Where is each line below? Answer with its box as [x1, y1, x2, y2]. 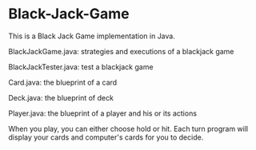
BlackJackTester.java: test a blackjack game [8, 61, 154, 72]
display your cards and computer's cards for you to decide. [8, 132, 204, 142]
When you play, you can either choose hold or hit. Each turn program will [8, 124, 249, 133]
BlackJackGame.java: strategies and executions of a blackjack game [8, 46, 234, 56]
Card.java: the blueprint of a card [8, 77, 118, 87]
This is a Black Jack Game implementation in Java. [8, 31, 176, 41]
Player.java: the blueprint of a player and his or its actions [8, 109, 198, 118]
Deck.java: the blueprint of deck [8, 93, 114, 102]
